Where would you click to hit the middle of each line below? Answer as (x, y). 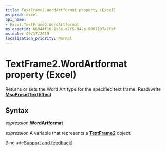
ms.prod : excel (22, 15)
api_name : (16, 19)
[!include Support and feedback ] (39, 143)
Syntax (17, 111)
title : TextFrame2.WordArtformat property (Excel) (61, 10)
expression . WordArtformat (34, 123)
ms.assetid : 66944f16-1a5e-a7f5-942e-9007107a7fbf (61, 29)
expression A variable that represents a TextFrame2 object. (68, 133)
